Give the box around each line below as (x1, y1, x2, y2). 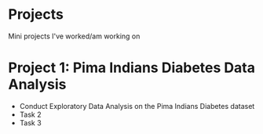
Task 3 (19, 118, 42, 127)
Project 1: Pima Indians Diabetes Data (8, 59, 255, 77)
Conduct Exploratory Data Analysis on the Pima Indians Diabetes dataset (19, 101, 255, 110)
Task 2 (19, 110, 42, 119)
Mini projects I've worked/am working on (8, 31, 141, 41)
